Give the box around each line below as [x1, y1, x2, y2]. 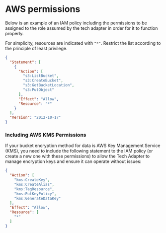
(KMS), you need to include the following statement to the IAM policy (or [5, 148, 153, 154]
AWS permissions [5, 3, 81, 15]
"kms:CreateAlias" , [14, 182, 55, 187]
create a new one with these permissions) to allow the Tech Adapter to [5, 153, 150, 159]
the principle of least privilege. [5, 45, 68, 51]
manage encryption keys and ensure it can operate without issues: [5, 158, 142, 164]
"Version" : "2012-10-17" [9, 115, 61, 120]
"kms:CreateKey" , [14, 177, 50, 182]
